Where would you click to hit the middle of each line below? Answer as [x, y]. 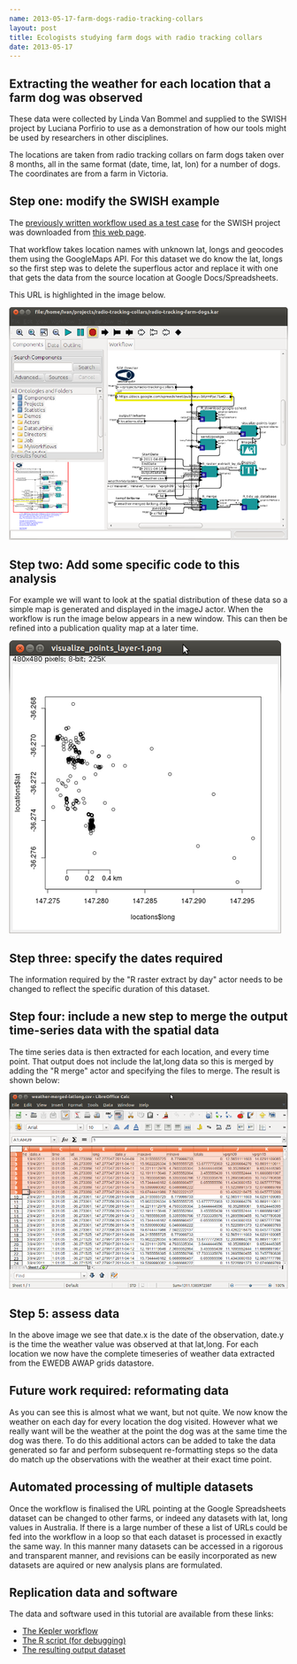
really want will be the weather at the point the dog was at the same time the [148, 1431]
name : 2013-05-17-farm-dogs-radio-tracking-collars [106, 19]
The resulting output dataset [74, 1650]
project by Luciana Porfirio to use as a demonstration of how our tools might [148, 128]
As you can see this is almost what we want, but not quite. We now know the [148, 1412]
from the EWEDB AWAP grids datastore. [82, 1363]
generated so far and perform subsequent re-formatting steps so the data [144, 1450]
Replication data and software [94, 1593]
